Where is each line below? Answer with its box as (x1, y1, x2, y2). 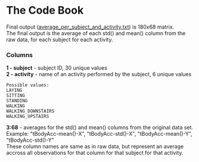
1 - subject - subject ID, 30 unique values (6, 64, 108, 71)
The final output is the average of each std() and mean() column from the (6, 29, 186, 36)
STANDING (6, 98, 28, 104)
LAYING (6, 88, 23, 94)
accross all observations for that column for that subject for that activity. (6, 149, 184, 157)
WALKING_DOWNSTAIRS (6, 108, 55, 114)
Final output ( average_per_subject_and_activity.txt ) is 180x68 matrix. (6, 23, 175, 30)
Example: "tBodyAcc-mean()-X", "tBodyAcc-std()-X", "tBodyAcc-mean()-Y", (6, 130, 192, 138)
